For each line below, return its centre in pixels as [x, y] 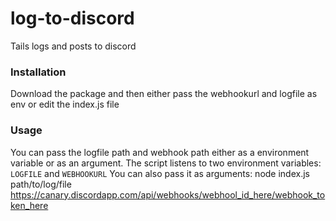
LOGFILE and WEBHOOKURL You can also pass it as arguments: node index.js [160, 173]
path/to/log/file [41, 184]
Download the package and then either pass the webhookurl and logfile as [164, 94]
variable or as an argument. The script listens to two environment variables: [166, 163]
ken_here [29, 205]
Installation [38, 72]
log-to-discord [72, 18]
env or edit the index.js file [65, 104]
